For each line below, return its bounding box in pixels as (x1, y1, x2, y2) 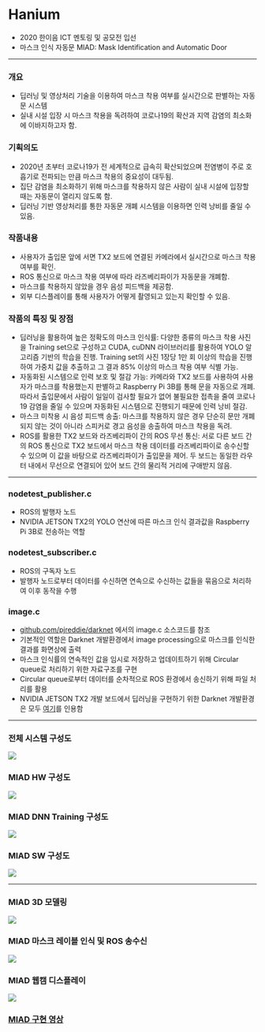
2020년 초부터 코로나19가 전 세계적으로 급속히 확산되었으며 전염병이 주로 (19, 162, 244, 171)
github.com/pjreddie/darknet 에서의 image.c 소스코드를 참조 (19, 625, 211, 634)
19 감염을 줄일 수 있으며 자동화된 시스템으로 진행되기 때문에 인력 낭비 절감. (19, 402, 248, 411)
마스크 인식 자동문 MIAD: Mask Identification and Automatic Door (19, 42, 227, 52)
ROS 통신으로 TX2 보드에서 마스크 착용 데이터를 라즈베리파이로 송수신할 (28, 441, 250, 451)
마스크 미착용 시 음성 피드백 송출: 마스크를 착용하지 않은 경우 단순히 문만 (19, 412, 241, 421)
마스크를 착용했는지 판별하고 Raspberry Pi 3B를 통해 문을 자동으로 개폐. (34, 382, 256, 391)
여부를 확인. (19, 262, 57, 271)
